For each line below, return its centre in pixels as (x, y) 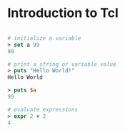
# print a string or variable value (62, 64)
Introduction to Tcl (63, 13)
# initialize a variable (44, 38)
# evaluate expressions (43, 109)
